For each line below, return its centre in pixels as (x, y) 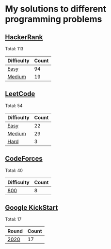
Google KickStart (32, 208)
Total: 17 (13, 219)
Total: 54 (14, 106)
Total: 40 (14, 170)
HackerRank (24, 37)
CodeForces (24, 159)
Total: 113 (14, 49)
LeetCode (20, 94)
